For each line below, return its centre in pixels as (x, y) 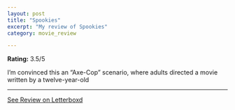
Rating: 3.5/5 (26, 59)
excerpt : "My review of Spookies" (58, 26)
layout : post (26, 14)
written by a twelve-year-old (48, 80)
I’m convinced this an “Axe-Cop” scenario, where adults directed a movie (113, 72)
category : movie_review (42, 33)
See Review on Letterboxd (45, 100)
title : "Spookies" (34, 20)
